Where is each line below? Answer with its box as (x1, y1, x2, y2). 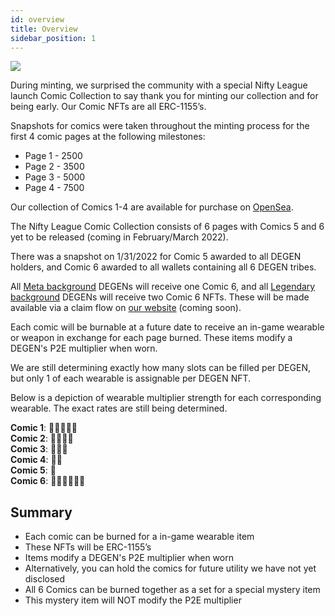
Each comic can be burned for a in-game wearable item (24, 531, 255, 543)
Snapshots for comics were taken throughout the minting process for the (10, 120, 310, 132)
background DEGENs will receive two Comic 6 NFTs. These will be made (10, 291, 310, 303)
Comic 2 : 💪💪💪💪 (10, 432, 74, 445)
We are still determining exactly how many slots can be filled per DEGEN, (10, 362, 311, 374)
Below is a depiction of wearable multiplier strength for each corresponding (10, 392, 322, 404)
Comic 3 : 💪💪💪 (10, 443, 68, 455)
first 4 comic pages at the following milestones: (10, 131, 206, 143)
